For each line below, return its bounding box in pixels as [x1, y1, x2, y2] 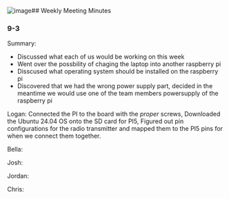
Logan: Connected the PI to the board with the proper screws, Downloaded [7, 110, 221, 118]
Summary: [7, 39, 37, 48]
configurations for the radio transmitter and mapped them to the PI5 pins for [7, 125, 223, 133]
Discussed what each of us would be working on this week [17, 52, 185, 61]
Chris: [7, 185, 24, 193]
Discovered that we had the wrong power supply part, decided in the [17, 82, 213, 90]
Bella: [7, 145, 23, 154]
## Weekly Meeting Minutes [31, 7, 112, 14]
